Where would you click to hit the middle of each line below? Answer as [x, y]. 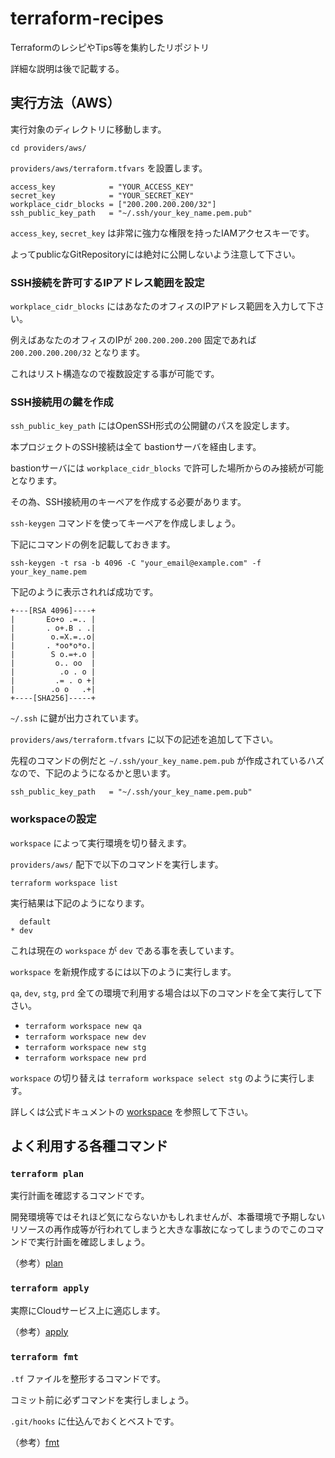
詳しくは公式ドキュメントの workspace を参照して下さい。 [132, 1111]
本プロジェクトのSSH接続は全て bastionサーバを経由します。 [136, 447]
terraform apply [50, 1288]
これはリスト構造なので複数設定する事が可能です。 [115, 374]
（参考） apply [39, 1331]
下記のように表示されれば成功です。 [84, 592]
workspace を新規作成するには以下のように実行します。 [123, 971]
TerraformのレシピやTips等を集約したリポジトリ [110, 47]
